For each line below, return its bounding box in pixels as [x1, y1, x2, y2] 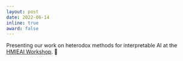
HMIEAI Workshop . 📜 [6, 48, 58, 56]
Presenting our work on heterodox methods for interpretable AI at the [6, 42, 178, 49]
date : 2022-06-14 [6, 14, 50, 20]
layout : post [6, 8, 39, 15]
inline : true [6, 20, 39, 26]
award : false [6, 25, 39, 32]
